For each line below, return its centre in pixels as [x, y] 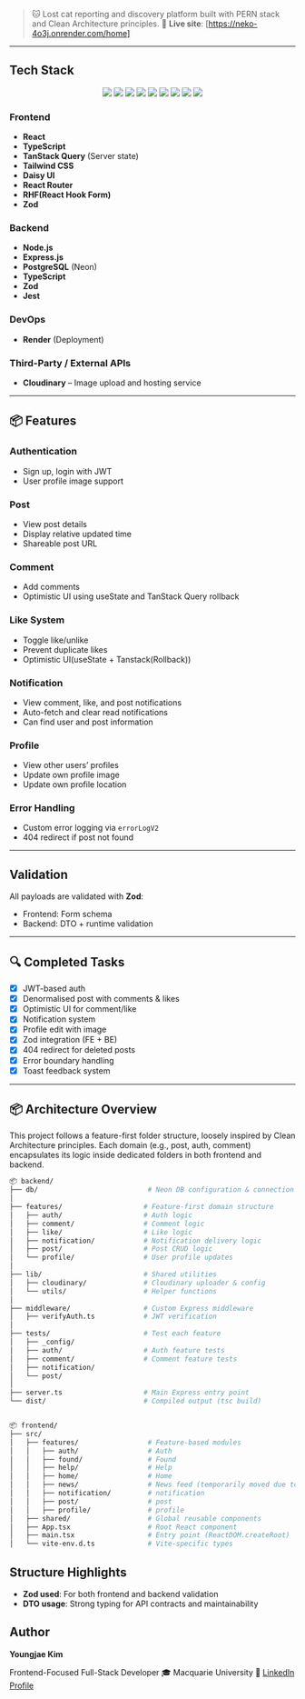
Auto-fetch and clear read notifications [95, 712]
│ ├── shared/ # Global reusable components [135, 1518]
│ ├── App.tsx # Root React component [123, 1527]
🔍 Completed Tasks [67, 962]
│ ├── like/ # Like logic [101, 1232]
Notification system [59, 1019]
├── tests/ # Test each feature [115, 1334]
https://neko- [233, 24]
